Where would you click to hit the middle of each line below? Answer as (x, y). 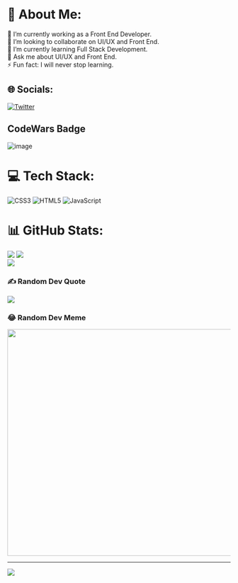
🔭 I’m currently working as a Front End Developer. (80, 34)
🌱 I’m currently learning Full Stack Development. (78, 49)
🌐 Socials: (30, 90)
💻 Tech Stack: (51, 176)
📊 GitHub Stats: (56, 230)
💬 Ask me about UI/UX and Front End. (62, 57)
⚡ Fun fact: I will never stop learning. (61, 64)
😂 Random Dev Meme (47, 317)
